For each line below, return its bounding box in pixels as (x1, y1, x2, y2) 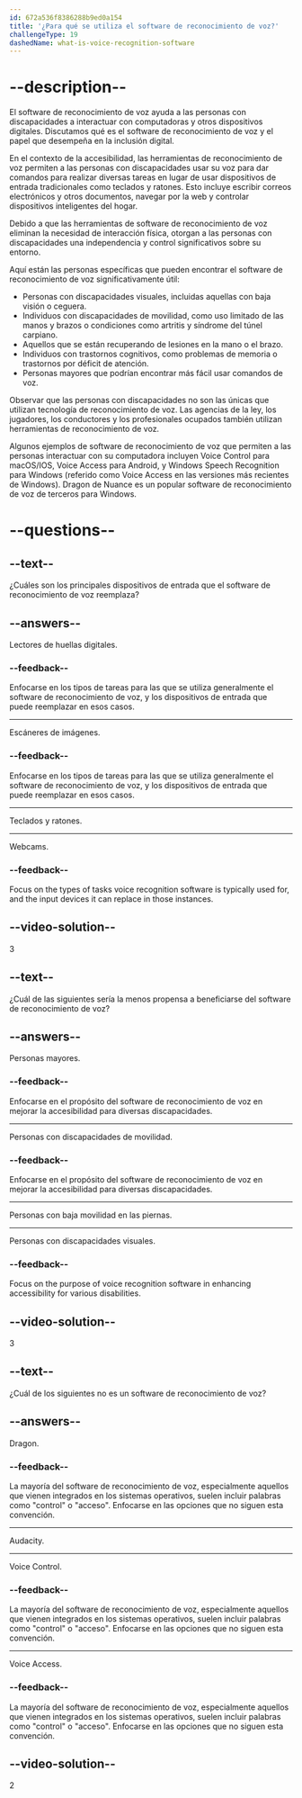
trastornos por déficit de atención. (22, 358, 150, 369)
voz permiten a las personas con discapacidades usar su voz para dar (9, 163, 270, 174)
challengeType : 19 (9, 30, 78, 39)
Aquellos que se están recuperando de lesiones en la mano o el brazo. (22, 339, 284, 350)
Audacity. (9, 1535, 45, 1546)
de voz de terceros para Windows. (9, 489, 138, 499)
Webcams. (9, 841, 49, 851)
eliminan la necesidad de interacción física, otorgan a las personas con (9, 228, 272, 238)
